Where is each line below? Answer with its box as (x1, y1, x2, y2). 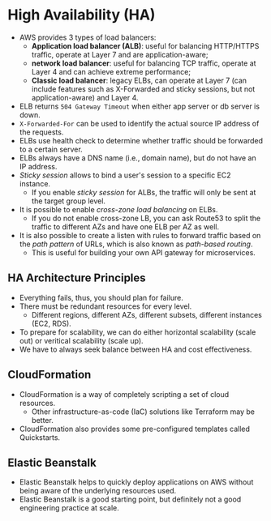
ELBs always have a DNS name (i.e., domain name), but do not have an (19, 152, 256, 163)
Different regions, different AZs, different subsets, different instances (31, 310, 263, 319)
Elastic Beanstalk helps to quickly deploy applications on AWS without (19, 477, 254, 487)
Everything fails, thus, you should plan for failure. (19, 293, 184, 302)
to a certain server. (19, 144, 83, 154)
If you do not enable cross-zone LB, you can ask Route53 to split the (31, 213, 261, 223)
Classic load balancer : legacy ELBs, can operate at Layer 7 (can (31, 75, 247, 85)
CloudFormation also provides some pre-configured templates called (19, 424, 251, 433)
